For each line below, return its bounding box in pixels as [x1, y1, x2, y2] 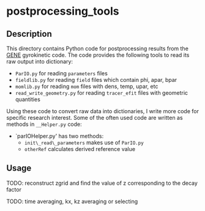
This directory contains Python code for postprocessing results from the [6, 45, 188, 52]
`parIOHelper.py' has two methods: [15, 133, 104, 139]
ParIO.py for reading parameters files [15, 70, 108, 77]
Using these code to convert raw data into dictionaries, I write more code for [6, 108, 199, 114]
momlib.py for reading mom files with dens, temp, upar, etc [15, 83, 158, 90]
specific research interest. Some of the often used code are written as [6, 114, 183, 121]
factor [6, 185, 21, 193]
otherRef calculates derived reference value [24, 146, 136, 152]
